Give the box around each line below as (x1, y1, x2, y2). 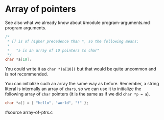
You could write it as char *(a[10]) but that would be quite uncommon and (5, 66, 157, 72)
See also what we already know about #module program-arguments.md (5, 20, 150, 25)
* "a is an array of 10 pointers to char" (7, 48, 99, 53)
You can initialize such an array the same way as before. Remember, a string (5, 81, 159, 87)
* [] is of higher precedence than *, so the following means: (7, 39, 139, 44)
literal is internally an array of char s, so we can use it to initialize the (5, 86, 141, 92)
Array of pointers (5, 3, 76, 15)
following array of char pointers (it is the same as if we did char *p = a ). (5, 91, 150, 97)
